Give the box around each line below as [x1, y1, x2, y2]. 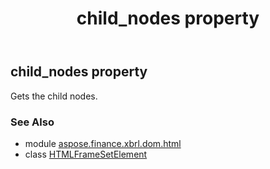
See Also [10, 115, 55, 129]
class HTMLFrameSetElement [24, 148, 148, 160]
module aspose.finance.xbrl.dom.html [24, 137, 182, 149]
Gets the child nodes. [10, 90, 98, 102]
